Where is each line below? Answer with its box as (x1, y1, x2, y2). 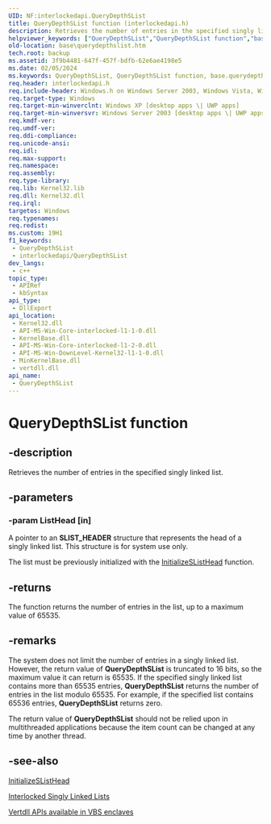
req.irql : (8, 199, 42, 207)
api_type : (8, 297, 42, 305)
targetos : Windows (8, 206, 70, 214)
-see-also (8, 755, 59, 768)
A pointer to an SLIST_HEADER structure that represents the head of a (8, 533, 242, 543)
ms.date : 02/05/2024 (8, 65, 78, 73)
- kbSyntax (11, 289, 48, 298)
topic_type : (8, 274, 48, 282)
